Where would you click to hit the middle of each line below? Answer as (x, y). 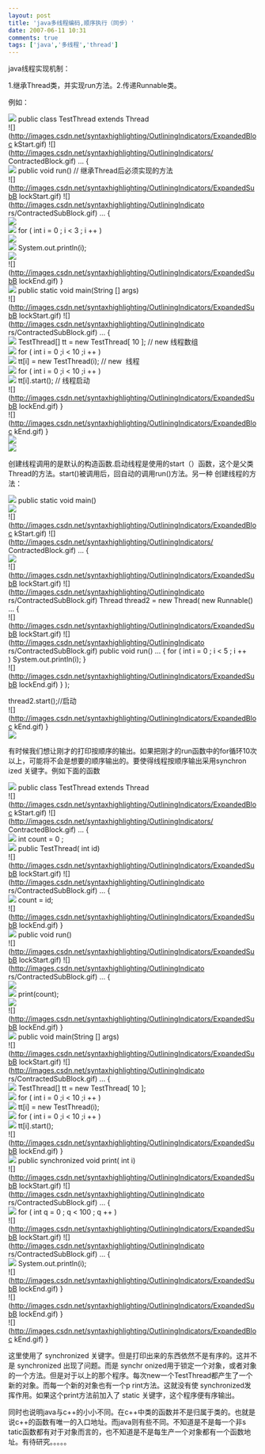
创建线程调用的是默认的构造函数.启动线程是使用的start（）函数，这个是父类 (131, 464)
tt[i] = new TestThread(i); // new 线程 (79, 361)
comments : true (33, 38)
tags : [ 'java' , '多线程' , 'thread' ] (63, 45)
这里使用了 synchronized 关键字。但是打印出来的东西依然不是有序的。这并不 (133, 1356)
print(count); (38, 994)
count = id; (36, 900)
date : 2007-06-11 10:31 (47, 30)
